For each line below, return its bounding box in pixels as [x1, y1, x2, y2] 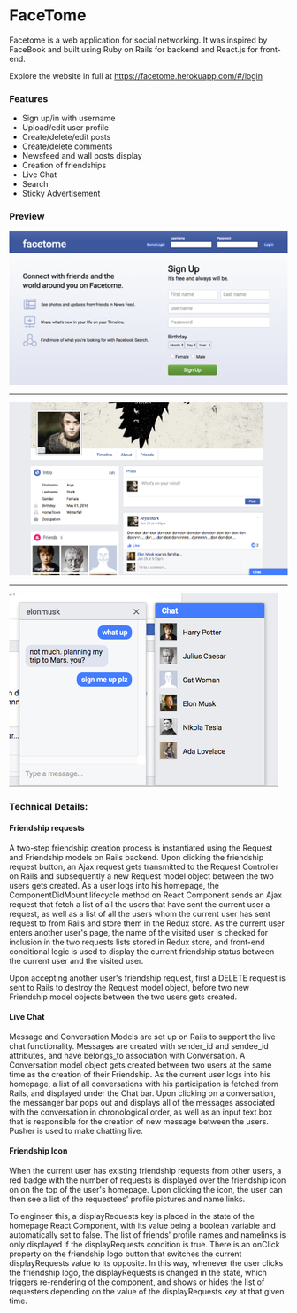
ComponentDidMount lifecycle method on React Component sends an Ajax [9, 890, 283, 900]
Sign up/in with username [21, 113, 116, 124]
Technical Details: [9, 801, 88, 813]
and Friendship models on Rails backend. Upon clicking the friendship [9, 851, 264, 862]
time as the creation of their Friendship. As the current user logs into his [9, 1068, 271, 1079]
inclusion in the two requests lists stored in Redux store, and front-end [9, 936, 265, 947]
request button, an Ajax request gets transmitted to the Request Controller [9, 861, 279, 872]
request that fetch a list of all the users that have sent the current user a [9, 898, 270, 909]
